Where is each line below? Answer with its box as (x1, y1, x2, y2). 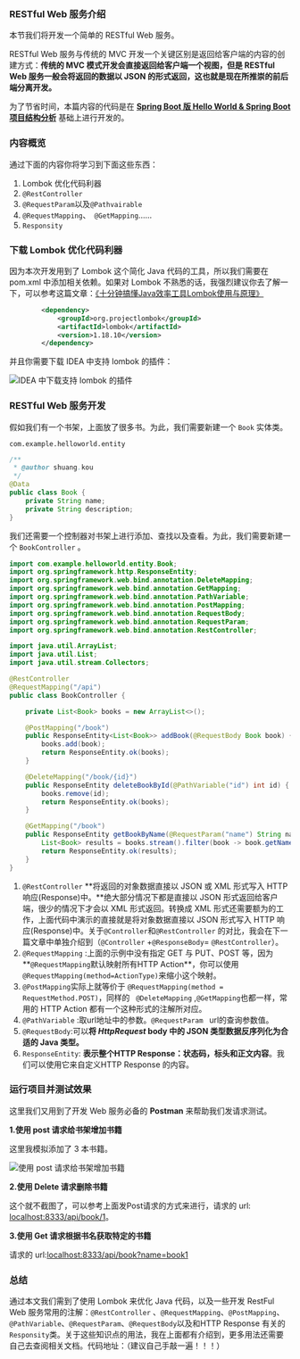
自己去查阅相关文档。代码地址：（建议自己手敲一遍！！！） (9, 1340, 225, 1351)
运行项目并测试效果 (9, 1083, 92, 1096)
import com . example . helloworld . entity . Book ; (9, 559, 178, 568)
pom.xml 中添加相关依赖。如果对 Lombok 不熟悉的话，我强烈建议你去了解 (9, 277, 281, 287)
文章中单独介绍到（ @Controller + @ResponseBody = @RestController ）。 (29, 936, 284, 947)
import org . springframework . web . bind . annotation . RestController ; (9, 626, 257, 634)
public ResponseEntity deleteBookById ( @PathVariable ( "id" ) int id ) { (25, 781, 290, 790)
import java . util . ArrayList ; (9, 642, 118, 650)
